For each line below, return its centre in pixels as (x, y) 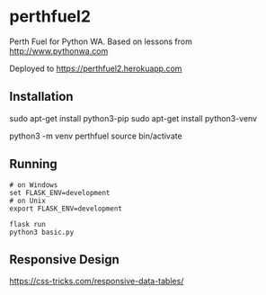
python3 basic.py (42, 232)
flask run (28, 224)
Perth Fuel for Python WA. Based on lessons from (101, 41)
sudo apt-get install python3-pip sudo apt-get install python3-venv (133, 118)
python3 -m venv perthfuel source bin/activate (96, 136)
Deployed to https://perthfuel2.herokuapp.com (96, 68)
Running (34, 164)
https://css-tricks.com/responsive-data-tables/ (97, 282)
